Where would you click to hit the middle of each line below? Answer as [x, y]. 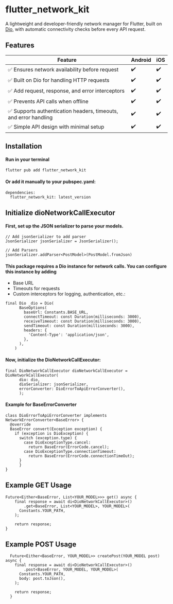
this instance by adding [31, 272]
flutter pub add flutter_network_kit [46, 170]
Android [141, 60]
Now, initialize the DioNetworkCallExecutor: [53, 360]
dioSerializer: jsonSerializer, [54, 384]
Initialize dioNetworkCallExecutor [60, 213]
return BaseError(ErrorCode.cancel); [69, 447]
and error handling [30, 117]
